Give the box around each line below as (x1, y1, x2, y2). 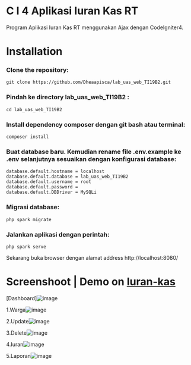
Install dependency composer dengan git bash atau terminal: (6, 120, 186, 128)
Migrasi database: (6, 203, 60, 212)
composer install (6, 134, 49, 140)
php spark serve (6, 244, 46, 250)
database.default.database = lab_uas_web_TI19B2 (6, 174, 129, 180)
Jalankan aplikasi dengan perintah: (6, 230, 110, 238)
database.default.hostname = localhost (6, 168, 105, 175)
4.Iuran (6, 341, 24, 348)
